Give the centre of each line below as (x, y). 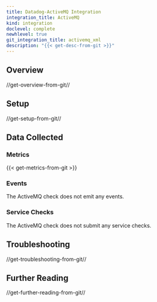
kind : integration (29, 23)
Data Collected (35, 137)
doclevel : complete (31, 29)
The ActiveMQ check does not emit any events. (65, 197)
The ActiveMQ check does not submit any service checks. (79, 225)
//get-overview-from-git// (38, 85)
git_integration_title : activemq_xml (54, 40)
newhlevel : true (27, 34)
